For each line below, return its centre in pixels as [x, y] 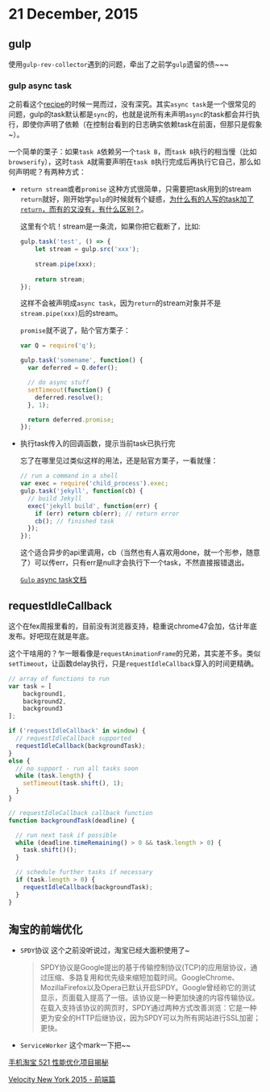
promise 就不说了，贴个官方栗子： [75, 330]
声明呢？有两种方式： [50, 172]
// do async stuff [58, 383]
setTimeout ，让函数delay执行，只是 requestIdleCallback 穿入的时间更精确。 [133, 663]
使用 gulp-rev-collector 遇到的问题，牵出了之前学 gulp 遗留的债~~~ [119, 64]
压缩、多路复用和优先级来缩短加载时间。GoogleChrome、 [143, 977]
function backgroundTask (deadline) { [72, 821]
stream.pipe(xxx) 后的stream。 [71, 313]
